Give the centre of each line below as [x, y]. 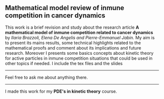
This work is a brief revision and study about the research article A [72, 27]
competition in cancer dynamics [55, 16]
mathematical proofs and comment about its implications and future [73, 48]
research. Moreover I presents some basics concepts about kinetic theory [79, 53]
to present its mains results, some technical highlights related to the [73, 43]
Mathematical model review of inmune [65, 8]
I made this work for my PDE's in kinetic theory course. [61, 91]
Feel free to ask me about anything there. [46, 77]
